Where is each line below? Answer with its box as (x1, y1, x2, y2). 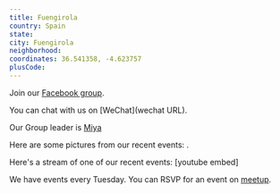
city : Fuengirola (9, 38, 74, 47)
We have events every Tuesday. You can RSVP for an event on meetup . (9, 173, 272, 184)
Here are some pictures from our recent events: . (9, 139, 190, 150)
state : (9, 29, 34, 38)
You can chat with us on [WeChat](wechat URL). (9, 105, 188, 115)
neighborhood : (9, 46, 63, 55)
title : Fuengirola (9, 13, 78, 22)
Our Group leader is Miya (9, 122, 102, 132)
